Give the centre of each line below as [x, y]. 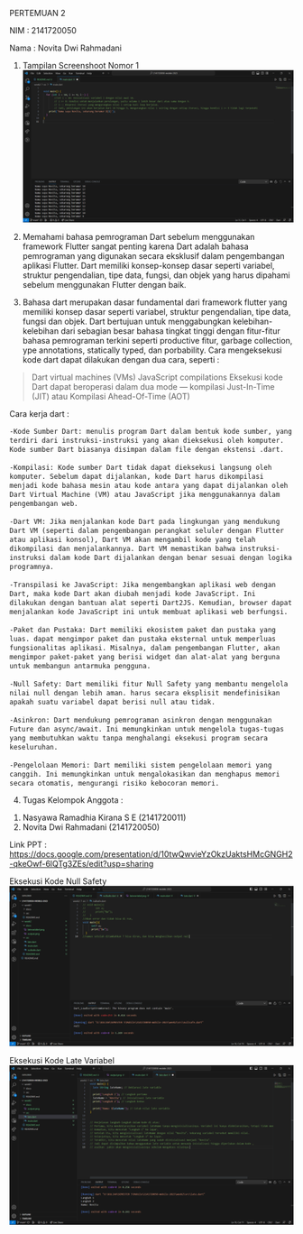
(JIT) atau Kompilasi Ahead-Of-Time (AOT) [111, 397]
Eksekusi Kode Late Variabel [62, 1060]
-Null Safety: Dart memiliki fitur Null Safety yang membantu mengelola [149, 685]
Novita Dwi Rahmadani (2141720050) [91, 827]
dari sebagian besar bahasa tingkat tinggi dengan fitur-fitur [171, 331]
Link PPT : [28, 845]
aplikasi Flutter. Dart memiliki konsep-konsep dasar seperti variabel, [148, 266]
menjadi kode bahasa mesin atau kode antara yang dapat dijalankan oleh [149, 486]
